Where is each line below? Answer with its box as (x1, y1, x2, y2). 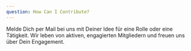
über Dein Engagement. (6, 38, 65, 45)
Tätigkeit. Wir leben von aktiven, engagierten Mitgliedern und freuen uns (6, 31, 185, 39)
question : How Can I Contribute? (6, 8, 90, 15)
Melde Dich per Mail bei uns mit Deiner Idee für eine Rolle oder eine (6, 25, 173, 32)
